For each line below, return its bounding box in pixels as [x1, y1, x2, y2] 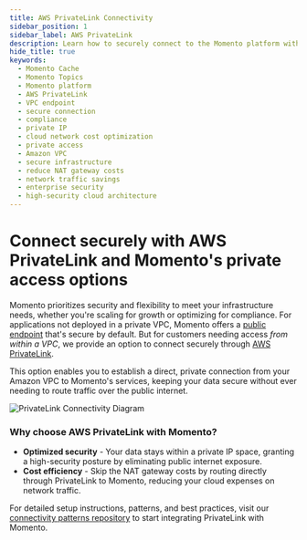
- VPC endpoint [17, 98, 76, 108]
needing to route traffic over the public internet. [9, 385, 189, 396]
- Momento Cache [17, 65, 79, 74]
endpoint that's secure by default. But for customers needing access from [9, 328, 288, 339]
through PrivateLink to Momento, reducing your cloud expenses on [22, 475, 276, 486]
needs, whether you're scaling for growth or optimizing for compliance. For [9, 309, 292, 320]
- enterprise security [17, 183, 104, 192]
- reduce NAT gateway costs [17, 166, 125, 175]
